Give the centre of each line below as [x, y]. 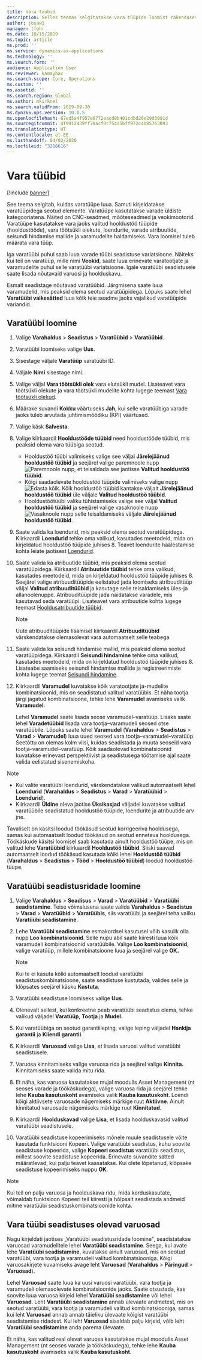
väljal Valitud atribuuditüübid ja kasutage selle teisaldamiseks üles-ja [102, 589]
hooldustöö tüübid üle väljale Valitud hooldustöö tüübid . [95, 495]
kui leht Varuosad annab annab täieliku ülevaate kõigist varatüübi [88, 1315]
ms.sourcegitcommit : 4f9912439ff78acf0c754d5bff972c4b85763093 [88, 124]
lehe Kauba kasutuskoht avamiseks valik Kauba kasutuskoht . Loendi [102, 1095]
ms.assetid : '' [26, 90]
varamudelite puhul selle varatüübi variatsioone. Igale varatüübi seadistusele [101, 267]
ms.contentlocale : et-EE [38, 135]
